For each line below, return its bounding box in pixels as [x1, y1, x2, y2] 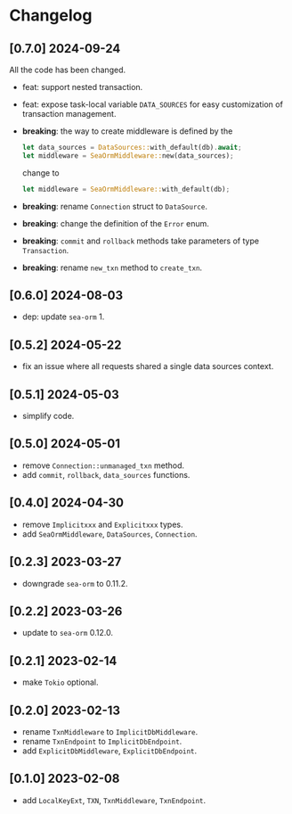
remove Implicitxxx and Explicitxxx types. [21, 519, 183, 530]
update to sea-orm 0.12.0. [21, 628, 114, 638]
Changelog [9, 5, 93, 26]
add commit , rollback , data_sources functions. [21, 469, 191, 480]
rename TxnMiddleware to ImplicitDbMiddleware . [21, 726, 199, 736]
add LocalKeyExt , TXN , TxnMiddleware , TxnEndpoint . [21, 794, 207, 805]
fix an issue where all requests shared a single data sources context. [21, 361, 274, 372]
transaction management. [21, 109, 117, 119]
